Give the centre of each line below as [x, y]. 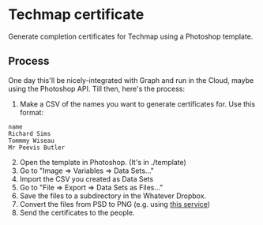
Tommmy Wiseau [32, 141]
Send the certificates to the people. [77, 212]
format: [32, 112]
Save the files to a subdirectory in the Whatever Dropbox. [113, 196]
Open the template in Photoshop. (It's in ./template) [103, 162]
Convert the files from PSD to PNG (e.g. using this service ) [115, 204]
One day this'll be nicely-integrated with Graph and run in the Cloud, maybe [131, 80]
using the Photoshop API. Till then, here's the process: [97, 88]
